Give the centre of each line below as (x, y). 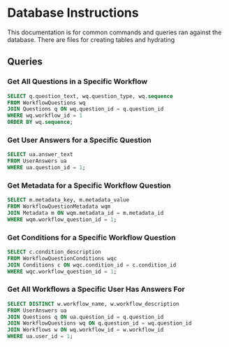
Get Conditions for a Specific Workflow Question (91, 237)
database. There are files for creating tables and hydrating (91, 39)
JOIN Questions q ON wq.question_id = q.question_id (86, 109)
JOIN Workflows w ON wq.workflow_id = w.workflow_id (86, 330)
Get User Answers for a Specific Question (79, 140)
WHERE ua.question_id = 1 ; (46, 168)
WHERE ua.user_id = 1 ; (40, 337)
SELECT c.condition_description (54, 252)
